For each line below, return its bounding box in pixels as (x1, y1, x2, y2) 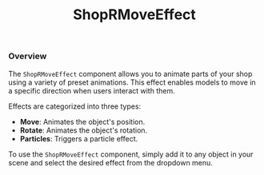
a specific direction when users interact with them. (8, 86, 175, 95)
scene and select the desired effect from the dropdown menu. (8, 157, 214, 167)
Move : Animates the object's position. (19, 117, 146, 126)
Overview (8, 50, 47, 62)
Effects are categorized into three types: (8, 101, 142, 111)
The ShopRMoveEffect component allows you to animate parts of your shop (8, 69, 253, 78)
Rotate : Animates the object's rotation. (19, 125, 148, 135)
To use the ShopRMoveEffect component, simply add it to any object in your (8, 149, 254, 159)
